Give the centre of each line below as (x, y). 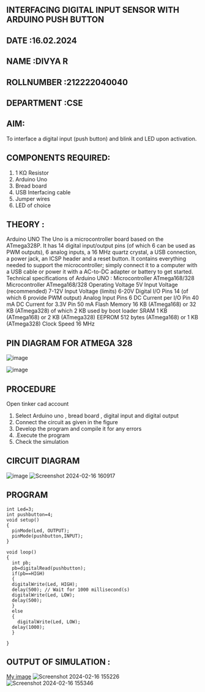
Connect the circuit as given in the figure (66, 422)
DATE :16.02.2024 (42, 40)
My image (19, 677)
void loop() (21, 552)
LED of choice (33, 205)
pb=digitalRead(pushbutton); (49, 568)
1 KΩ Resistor (32, 173)
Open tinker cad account (38, 404)
